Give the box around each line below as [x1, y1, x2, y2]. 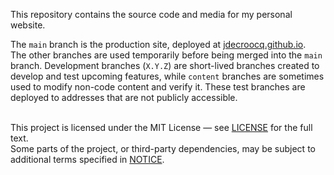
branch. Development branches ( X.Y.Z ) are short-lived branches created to [10, 60, 320, 71]
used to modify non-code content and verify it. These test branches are [10, 81, 306, 93]
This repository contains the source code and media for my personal [10, 9, 293, 20]
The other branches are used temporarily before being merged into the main [10, 49, 323, 61]
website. [10, 19, 46, 31]
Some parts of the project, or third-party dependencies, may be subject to [10, 143, 316, 154]
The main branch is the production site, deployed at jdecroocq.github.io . [10, 39, 307, 50]
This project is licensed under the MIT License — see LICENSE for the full [10, 122, 313, 133]
